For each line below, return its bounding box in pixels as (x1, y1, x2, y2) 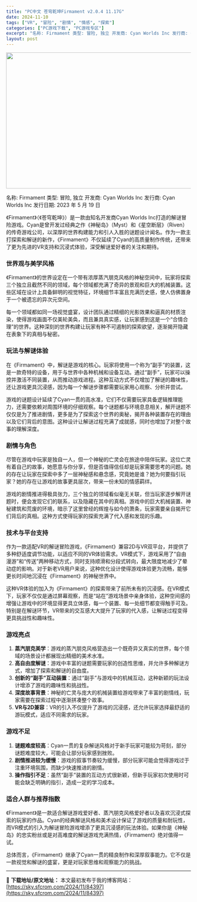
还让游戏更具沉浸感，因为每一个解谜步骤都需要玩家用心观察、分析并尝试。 (6, 383, 186, 390)
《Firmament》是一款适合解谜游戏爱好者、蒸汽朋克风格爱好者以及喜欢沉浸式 (6, 810, 186, 817)
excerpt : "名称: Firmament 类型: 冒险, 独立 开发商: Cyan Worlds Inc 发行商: (6, 31, 188, 36)
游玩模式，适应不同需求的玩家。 (14, 711, 92, 718)
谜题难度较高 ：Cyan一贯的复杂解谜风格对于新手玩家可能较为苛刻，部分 (14, 742, 186, 749)
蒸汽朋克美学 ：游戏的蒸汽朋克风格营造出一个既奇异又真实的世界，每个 (14, 645, 185, 652)
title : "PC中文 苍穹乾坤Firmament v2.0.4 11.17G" (6, 8, 124, 15)
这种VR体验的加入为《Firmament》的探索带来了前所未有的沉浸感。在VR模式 (6, 585, 189, 592)
